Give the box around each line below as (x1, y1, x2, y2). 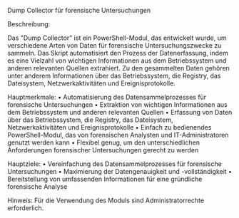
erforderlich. (7, 204, 44, 212)
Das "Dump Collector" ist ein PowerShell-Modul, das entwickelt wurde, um (7, 33, 227, 42)
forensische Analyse (7, 182, 68, 191)
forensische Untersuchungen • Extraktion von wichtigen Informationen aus (7, 100, 228, 109)
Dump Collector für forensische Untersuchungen (7, 6, 151, 14)
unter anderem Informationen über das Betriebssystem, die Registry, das (7, 71, 221, 80)
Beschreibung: (7, 20, 51, 28)
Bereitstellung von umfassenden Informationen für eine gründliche (7, 175, 203, 183)
